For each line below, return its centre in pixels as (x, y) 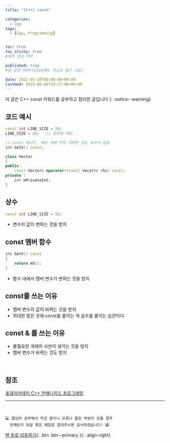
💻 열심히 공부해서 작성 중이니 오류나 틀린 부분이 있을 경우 (59, 419)
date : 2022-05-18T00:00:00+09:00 (40, 79)
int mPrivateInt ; (33, 180)
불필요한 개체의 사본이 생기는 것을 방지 (50, 346)
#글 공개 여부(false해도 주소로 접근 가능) (44, 70)
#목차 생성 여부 (19, 56)
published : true (22, 66)
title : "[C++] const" (28, 10)
